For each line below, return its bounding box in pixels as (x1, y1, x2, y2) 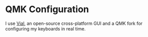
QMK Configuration (5, 4, 89, 15)
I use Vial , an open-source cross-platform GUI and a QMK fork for (5, 20, 143, 26)
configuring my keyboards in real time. (5, 25, 86, 31)
